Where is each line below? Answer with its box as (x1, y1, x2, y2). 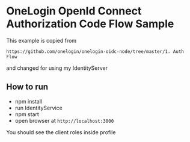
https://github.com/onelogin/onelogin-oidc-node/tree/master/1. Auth (6, 48, 185, 55)
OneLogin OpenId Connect (6, 4, 142, 18)
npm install (14, 97, 43, 105)
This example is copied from (6, 37, 77, 44)
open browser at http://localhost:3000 (14, 117, 114, 124)
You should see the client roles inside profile (6, 128, 116, 136)
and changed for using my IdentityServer (6, 64, 108, 72)
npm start (14, 110, 39, 118)
